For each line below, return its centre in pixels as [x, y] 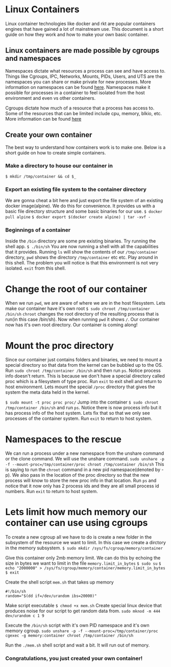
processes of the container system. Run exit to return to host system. [79, 418]
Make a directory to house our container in [59, 166]
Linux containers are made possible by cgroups [82, 50]
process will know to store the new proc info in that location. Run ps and [81, 481]
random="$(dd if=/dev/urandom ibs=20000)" [51, 596]
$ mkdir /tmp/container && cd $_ [41, 176]
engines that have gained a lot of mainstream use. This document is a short [84, 29]
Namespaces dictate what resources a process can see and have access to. [86, 71]
